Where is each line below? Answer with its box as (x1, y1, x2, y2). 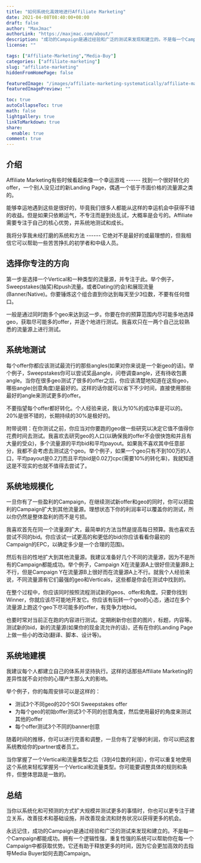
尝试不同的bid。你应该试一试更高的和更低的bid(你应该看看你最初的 (6, 533, 170, 540)
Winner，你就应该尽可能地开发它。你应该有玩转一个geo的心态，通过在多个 (6, 596, 191, 603)
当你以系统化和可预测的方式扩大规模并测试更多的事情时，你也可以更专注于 (6, 807, 190, 814)
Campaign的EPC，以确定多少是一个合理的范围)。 (6, 541, 127, 548)
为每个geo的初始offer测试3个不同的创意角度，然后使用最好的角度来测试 (14, 708, 191, 715)
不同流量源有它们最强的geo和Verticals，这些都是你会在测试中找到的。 (16, 576, 190, 584)
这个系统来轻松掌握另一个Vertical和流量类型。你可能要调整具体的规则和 (6, 764, 182, 771)
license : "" (6, 42, 36, 48)
